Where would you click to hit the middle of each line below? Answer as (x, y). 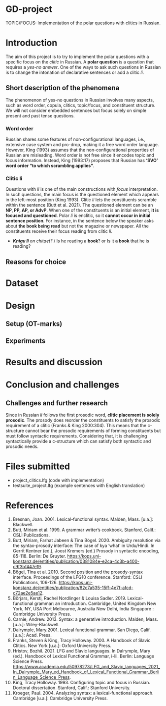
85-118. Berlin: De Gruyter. (39, 556)
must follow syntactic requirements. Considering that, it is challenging (76, 436)
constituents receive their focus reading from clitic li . (59, 231)
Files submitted (38, 466)
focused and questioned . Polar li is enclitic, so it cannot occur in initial (78, 216)
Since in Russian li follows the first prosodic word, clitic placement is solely (83, 415)
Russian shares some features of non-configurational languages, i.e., (76, 139)
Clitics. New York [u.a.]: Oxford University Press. (62, 646)
